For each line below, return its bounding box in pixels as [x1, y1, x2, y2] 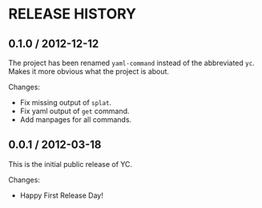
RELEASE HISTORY [8, 5, 137, 23]
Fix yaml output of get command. [19, 106, 130, 116]
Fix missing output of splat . [19, 98, 112, 107]
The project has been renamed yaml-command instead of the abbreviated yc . [8, 58, 255, 67]
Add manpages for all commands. [19, 115, 132, 124]
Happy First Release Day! [19, 190, 104, 200]
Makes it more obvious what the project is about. [8, 67, 170, 76]
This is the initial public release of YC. [8, 159, 133, 169]
